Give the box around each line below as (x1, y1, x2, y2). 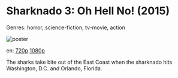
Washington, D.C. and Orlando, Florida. (6, 64, 102, 72)
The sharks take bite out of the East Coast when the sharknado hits (6, 58, 173, 65)
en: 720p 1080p (6, 46, 45, 54)
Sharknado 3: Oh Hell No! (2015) (6, 4, 170, 18)
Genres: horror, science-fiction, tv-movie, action (6, 24, 126, 31)
